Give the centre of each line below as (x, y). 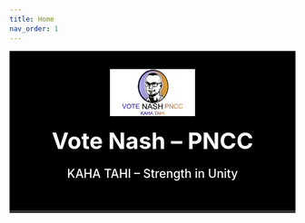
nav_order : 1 (34, 29)
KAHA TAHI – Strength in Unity (152, 174)
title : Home (32, 19)
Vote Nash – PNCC (152, 141)
